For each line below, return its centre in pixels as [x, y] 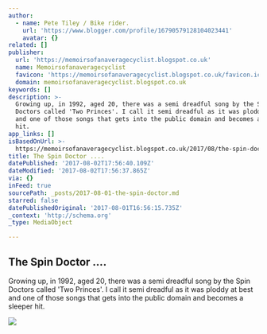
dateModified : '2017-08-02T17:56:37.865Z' [79, 171]
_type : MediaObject [41, 223]
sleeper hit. [27, 306]
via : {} [21, 179]
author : [21, 16]
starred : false [33, 200]
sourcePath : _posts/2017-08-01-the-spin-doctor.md [94, 193]
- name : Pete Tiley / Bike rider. [72, 23]
